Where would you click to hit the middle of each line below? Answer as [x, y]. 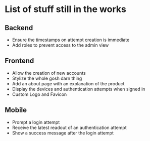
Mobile [16, 110]
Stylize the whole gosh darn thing [47, 78]
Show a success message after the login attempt [63, 133]
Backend [19, 28]
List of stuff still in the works [66, 9]
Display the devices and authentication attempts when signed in [79, 89]
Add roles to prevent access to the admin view [60, 45]
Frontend [19, 61]
